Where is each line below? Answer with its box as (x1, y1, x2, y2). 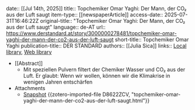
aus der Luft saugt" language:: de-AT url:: (6, 23, 106, 30)
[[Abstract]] (14, 60, 43, 67)
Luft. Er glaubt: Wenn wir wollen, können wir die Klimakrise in (23, 73, 170, 79)
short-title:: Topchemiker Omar (114, 36, 189, 43)
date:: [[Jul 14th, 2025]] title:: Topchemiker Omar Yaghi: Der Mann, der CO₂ (6, 5, 187, 12)
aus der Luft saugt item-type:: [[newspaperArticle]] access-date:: (6, 11, 163, 18)
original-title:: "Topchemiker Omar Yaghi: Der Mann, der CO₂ (40, 18, 186, 24)
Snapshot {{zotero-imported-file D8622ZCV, (23, 91, 130, 98)
